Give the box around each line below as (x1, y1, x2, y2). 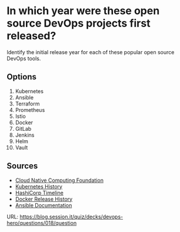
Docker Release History (15, 195, 73, 203)
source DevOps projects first (6, 16, 151, 30)
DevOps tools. (6, 55, 41, 62)
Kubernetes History (15, 183, 62, 190)
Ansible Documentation (15, 201, 72, 208)
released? (6, 29, 56, 42)
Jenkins (15, 131, 35, 138)
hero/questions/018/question (6, 219, 77, 226)
